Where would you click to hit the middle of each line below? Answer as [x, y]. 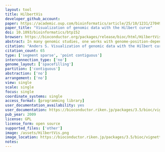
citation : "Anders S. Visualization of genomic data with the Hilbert [79, 46]
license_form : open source [33, 124]
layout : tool [18, 10]
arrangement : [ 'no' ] [26, 78]
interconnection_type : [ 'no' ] [36, 60]
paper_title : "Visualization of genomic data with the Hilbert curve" [79, 28]
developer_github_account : [33, 19]
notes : [12, 142]
